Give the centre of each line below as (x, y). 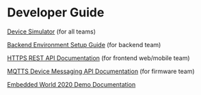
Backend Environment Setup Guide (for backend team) (84, 44)
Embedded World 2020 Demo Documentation (71, 84)
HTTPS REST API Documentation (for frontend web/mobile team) (98, 58)
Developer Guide (56, 13)
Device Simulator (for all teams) (51, 31)
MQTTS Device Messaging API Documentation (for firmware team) (101, 71)
